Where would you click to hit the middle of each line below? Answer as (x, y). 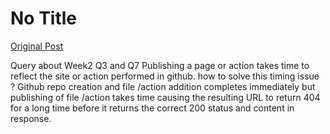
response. (31, 118)
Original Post (37, 46)
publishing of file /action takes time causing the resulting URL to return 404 (165, 97)
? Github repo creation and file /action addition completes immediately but (163, 86)
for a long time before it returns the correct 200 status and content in (152, 108)
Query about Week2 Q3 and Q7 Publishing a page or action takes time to (160, 65)
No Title (44, 18)
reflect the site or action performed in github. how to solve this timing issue (165, 76)
